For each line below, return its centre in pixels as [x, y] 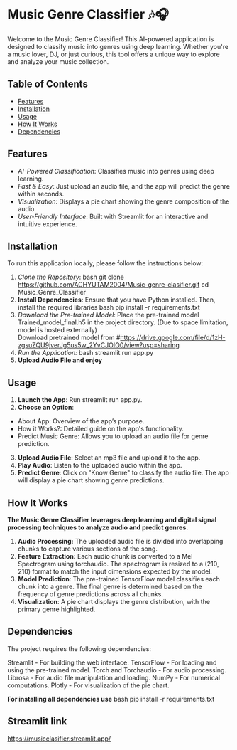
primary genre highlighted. [56, 609]
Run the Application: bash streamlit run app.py [86, 353]
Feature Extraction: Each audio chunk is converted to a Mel [105, 556]
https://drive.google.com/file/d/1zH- [173, 338]
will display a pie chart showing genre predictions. [91, 480]
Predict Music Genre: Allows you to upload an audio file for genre [113, 436]
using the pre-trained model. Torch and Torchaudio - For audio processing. [117, 670]
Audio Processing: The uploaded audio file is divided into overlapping [120, 541]
